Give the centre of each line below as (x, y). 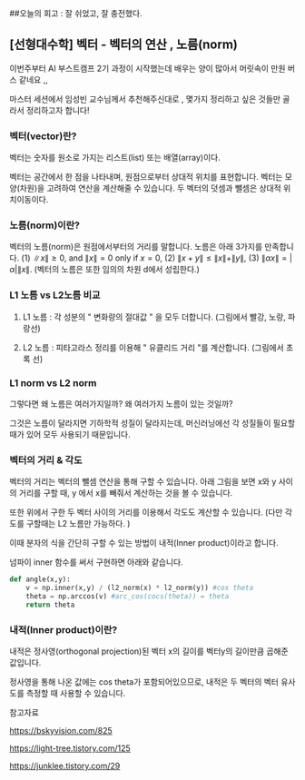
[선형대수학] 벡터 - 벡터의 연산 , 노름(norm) (123, 45)
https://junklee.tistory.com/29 (65, 766)
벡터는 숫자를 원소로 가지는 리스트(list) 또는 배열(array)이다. (115, 158)
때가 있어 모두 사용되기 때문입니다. (70, 434)
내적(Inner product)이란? (64, 629)
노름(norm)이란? (44, 225)
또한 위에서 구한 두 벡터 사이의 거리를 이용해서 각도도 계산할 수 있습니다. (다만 (146, 512)
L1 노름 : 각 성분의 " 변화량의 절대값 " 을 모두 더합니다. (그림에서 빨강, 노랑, (154, 317)
